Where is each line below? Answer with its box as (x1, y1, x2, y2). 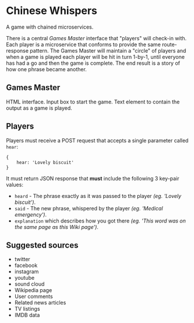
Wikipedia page (14, 287, 52, 294)
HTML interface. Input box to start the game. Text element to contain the (6, 98, 180, 105)
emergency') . (14, 211, 47, 218)
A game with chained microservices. (6, 23, 94, 30)
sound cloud (14, 280, 45, 287)
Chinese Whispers (6, 4, 98, 18)
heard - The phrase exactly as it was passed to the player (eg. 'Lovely (14, 192, 182, 199)
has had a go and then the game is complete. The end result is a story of (6, 60, 181, 67)
